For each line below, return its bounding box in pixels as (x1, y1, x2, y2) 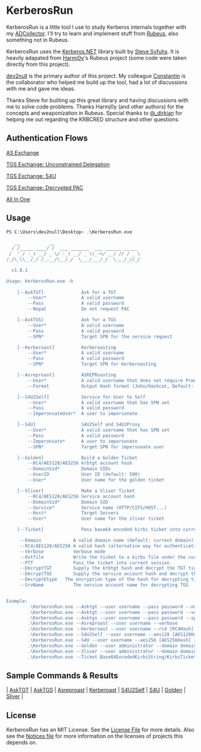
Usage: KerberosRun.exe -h (6, 278, 74, 284)
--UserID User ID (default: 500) (28, 472, 141, 478)
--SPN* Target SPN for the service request (28, 334, 172, 340)
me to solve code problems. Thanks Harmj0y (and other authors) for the (6, 103, 184, 110)
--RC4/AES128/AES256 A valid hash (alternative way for (19, 543, 162, 549)
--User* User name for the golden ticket (28, 477, 165, 483)
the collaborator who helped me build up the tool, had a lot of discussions (6, 79, 188, 86)
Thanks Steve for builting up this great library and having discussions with (6, 97, 189, 104)
